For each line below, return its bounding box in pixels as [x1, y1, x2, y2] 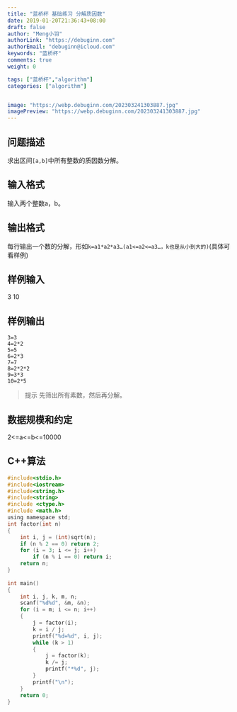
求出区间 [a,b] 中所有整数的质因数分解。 [7, 156, 122, 164]
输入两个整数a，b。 [7, 199, 65, 208]
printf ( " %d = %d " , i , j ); [33, 632, 103, 640]
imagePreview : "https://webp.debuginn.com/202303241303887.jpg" [7, 108, 201, 115]
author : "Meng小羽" [7, 30, 63, 38]
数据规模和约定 [7, 414, 73, 426]
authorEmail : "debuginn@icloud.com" [7, 43, 115, 50]
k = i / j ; [33, 626, 65, 633]
